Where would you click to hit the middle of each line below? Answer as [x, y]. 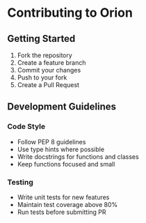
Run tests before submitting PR [62, 212]
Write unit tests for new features [63, 197]
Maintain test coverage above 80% [67, 204]
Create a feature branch [51, 63]
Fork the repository [45, 55]
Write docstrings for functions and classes [78, 156]
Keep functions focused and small [66, 164]
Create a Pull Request [48, 85]
